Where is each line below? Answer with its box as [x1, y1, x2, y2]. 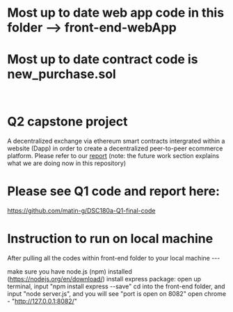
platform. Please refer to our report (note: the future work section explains [7, 152, 220, 160]
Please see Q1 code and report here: [7, 183, 220, 199]
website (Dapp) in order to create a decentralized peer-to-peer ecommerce [7, 144, 223, 153]
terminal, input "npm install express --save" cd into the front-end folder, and [7, 282, 225, 290]
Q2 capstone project [7, 114, 128, 130]
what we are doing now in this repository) [7, 159, 127, 168]
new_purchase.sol [7, 66, 116, 82]
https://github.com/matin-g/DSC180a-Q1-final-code [7, 207, 156, 214]
